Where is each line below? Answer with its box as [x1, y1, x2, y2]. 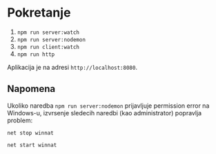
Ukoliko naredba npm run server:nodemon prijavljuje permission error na [7, 102, 210, 110]
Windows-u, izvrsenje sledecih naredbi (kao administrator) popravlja [7, 108, 202, 117]
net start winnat [7, 142, 57, 148]
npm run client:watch [17, 44, 79, 50]
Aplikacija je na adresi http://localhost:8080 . [7, 63, 138, 71]
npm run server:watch [17, 29, 79, 36]
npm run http [17, 50, 55, 58]
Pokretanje [7, 5, 71, 21]
